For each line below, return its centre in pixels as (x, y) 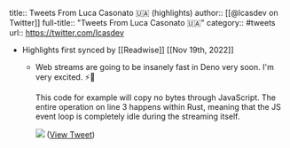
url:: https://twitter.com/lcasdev (67, 33)
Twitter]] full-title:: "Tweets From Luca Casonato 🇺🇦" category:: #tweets (142, 23)
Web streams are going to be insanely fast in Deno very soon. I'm (155, 67)
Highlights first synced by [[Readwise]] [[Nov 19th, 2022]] (128, 50)
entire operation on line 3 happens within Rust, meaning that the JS (158, 107)
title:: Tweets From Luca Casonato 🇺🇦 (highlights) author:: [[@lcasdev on (144, 13)
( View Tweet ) (71, 135)
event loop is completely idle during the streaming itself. (137, 116)
